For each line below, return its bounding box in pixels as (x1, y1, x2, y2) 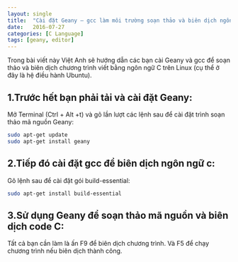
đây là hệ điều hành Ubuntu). (7, 71, 92, 80)
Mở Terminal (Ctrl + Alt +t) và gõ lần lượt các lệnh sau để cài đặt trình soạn (7, 110, 225, 119)
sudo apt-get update (7, 131, 69, 138)
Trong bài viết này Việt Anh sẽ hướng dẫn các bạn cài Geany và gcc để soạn (7, 56, 231, 64)
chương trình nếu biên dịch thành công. (7, 246, 123, 255)
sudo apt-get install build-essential (7, 190, 122, 197)
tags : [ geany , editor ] (7, 37, 74, 44)
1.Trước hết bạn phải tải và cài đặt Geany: (7, 91, 193, 103)
